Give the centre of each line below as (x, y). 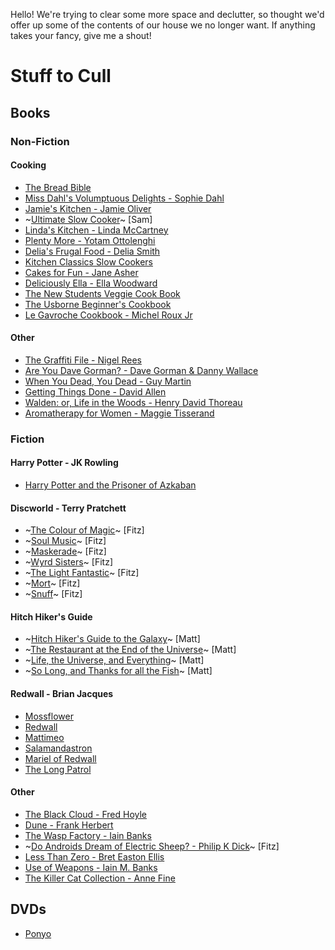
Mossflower (49, 716)
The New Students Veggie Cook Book (102, 293)
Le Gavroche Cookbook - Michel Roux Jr (108, 315)
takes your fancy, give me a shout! (81, 35)
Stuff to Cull (61, 76)
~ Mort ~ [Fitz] (52, 583)
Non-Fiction (40, 141)
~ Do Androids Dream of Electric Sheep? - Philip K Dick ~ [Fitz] (152, 846)
